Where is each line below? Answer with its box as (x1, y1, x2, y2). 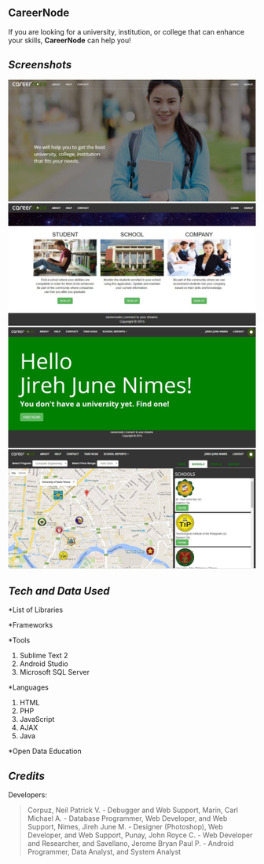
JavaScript (19, 715, 55, 724)
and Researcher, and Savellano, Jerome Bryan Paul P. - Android (27, 839, 234, 848)
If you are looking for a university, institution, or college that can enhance (8, 27, 245, 36)
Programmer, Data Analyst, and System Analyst (27, 848, 181, 857)
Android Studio (19, 659, 68, 668)
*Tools (8, 635, 31, 645)
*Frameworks (8, 621, 53, 630)
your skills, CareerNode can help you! (8, 35, 131, 45)
